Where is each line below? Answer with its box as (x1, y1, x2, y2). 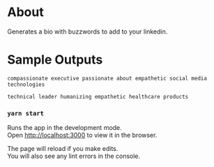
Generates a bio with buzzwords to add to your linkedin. (7, 27, 168, 36)
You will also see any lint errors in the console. (7, 152, 141, 161)
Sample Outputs (7, 52, 103, 68)
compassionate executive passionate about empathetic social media (7, 75, 208, 82)
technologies (7, 81, 45, 88)
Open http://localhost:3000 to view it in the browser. (7, 131, 158, 140)
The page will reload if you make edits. (7, 145, 119, 153)
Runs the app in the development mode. (7, 124, 122, 132)
